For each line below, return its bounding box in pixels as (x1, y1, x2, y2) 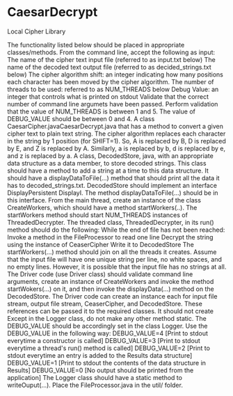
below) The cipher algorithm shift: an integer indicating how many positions (7, 70, 224, 79)
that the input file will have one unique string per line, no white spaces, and (7, 255, 223, 263)
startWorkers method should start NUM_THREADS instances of (7, 210, 188, 219)
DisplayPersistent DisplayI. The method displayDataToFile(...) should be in (7, 189, 218, 197)
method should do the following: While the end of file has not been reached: (7, 225, 225, 234)
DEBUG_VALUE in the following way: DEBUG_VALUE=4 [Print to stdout (7, 328, 209, 338)
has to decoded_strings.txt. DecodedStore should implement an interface (7, 181, 218, 189)
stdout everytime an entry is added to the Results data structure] (7, 351, 193, 359)
